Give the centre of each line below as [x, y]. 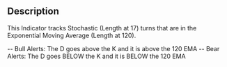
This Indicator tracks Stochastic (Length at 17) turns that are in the [102, 28]
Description [33, 11]
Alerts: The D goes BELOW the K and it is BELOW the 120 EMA [96, 56]
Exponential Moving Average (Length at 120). [72, 35]
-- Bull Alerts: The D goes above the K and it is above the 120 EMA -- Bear [113, 48]
